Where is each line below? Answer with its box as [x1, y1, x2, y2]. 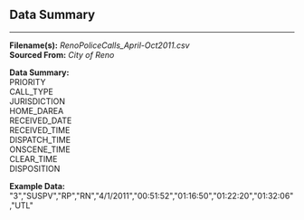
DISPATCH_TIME [9, 134, 71, 145]
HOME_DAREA [9, 105, 64, 116]
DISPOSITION [9, 163, 61, 174]
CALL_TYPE [9, 86, 54, 97]
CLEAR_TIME [9, 153, 58, 164]
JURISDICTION [9, 95, 66, 107]
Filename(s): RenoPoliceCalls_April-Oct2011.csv [9, 40, 190, 51]
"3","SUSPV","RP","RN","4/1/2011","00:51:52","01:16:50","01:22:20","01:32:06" [9, 190, 294, 201]
